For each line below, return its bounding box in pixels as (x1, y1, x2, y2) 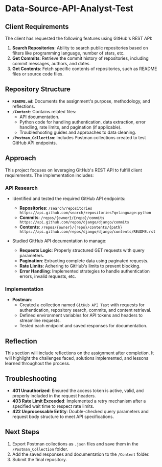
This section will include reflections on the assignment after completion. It (5, 350, 154, 356)
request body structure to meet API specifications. (12, 414, 114, 419)
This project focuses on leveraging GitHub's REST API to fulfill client (5, 167, 142, 173)
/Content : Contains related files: (12, 108, 77, 114)
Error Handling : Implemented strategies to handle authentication (19, 268, 150, 274)
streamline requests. (19, 318, 61, 323)
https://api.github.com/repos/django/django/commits (19, 220, 130, 224)
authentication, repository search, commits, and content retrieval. (19, 307, 152, 313)
